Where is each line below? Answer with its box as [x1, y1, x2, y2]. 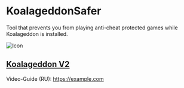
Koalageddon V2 [6, 59, 70, 69]
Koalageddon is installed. [6, 30, 68, 37]
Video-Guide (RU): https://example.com [6, 75, 104, 82]
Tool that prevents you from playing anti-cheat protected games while [6, 24, 178, 31]
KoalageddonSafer [6, 4, 102, 18]
